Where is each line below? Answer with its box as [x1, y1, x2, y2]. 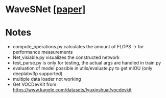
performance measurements [12, 49, 73, 55]
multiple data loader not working [12, 76, 81, 82]
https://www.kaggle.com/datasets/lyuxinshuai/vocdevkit [12, 87, 132, 93]
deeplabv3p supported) [12, 71, 63, 77]
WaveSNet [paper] [5, 4, 86, 15]
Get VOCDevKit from [12, 81, 57, 87]
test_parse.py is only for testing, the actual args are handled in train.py [12, 60, 161, 66]
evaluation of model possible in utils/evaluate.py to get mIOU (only [12, 65, 153, 72]
